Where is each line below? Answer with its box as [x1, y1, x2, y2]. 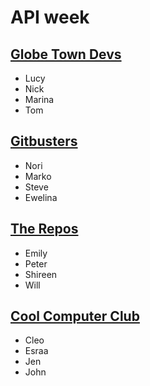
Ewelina [24, 191, 58, 203]
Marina [24, 94, 55, 105]
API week [10, 6, 90, 29]
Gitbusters [10, 133, 78, 150]
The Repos [10, 221, 79, 238]
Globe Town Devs [10, 46, 122, 63]
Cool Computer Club [10, 308, 140, 325]
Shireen [24, 268, 58, 280]
